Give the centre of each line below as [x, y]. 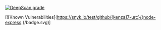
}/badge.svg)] [36, 22]
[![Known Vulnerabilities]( [31, 17]
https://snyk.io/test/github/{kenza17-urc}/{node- [106, 17]
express [13, 22]
